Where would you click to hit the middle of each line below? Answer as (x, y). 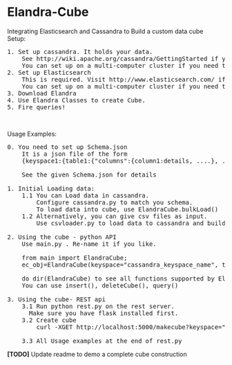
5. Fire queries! (36, 107)
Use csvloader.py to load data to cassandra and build (131, 223)
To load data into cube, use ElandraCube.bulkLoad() (127, 209)
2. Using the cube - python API (62, 237)
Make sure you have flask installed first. (104, 313)
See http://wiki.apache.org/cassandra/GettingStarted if (120, 59)
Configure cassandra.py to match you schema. (115, 202)
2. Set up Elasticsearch (49, 72)
